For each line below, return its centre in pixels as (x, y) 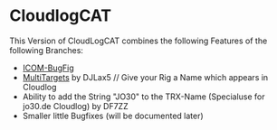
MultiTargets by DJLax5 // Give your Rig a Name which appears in (145, 77)
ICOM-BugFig (48, 68)
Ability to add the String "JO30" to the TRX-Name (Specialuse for (143, 97)
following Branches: (47, 50)
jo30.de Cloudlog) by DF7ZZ (75, 106)
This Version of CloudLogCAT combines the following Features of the (138, 41)
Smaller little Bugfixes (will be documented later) (113, 116)
